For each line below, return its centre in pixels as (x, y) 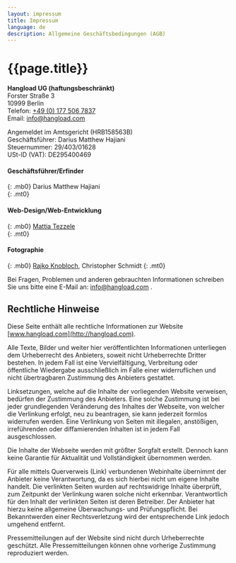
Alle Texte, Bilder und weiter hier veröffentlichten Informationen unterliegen (117, 347)
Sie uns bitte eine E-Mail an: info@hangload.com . (80, 287)
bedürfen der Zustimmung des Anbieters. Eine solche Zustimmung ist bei (114, 399)
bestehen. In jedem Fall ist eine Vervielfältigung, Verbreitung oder (102, 363)
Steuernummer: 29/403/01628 (52, 147)
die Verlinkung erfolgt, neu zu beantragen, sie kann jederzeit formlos (107, 414)
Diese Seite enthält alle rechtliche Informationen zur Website (95, 326)
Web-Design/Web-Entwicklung (55, 210)
